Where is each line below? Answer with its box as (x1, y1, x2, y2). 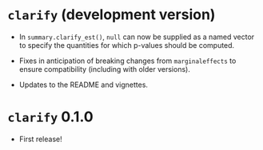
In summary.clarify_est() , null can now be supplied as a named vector (18, 32, 255, 41)
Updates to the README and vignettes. (18, 80, 149, 89)
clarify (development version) (7, 6, 216, 24)
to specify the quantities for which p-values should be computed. (18, 40, 235, 49)
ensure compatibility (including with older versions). (18, 64, 191, 73)
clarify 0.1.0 (7, 108, 94, 126)
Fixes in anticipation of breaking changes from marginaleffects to (18, 56, 237, 65)
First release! (18, 134, 62, 144)
